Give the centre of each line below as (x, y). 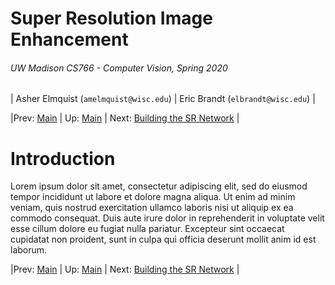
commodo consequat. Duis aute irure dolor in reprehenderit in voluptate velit (167, 218)
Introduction (63, 158)
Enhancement (69, 39)
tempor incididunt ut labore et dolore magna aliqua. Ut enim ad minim (153, 197)
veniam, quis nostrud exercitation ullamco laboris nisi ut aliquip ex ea (152, 208)
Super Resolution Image (111, 18)
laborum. (29, 250)
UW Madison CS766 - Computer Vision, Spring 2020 (119, 68)
